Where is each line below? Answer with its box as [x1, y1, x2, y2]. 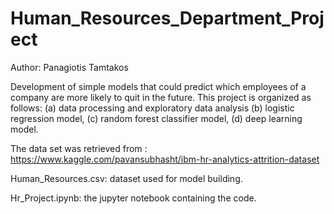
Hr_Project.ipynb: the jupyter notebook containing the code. [10, 192, 257, 204]
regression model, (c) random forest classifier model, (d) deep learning [10, 112, 303, 124]
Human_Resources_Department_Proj [10, 7, 325, 30]
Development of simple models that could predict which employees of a [10, 80, 307, 92]
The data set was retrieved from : [10, 142, 148, 154]
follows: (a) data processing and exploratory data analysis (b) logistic [10, 102, 295, 114]
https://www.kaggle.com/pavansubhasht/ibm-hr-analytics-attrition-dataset [10, 153, 320, 165]
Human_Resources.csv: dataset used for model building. [10, 172, 243, 184]
